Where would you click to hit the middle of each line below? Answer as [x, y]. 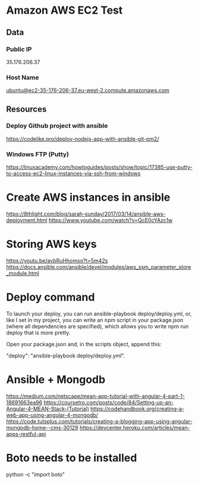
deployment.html [27, 220]
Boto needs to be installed [72, 458]
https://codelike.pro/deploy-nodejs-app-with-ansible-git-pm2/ [83, 139]
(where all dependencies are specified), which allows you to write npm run [97, 326]
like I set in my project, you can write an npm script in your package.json [95, 320]
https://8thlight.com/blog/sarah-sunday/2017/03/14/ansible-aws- [86, 214]
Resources [26, 109]
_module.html [23, 273]
